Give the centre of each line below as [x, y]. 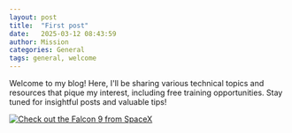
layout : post [33, 17]
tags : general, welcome [53, 58]
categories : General [47, 50]
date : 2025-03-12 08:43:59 [63, 33]
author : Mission [39, 42]
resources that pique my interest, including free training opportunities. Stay [146, 92]
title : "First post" [49, 26]
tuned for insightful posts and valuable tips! [88, 102]
